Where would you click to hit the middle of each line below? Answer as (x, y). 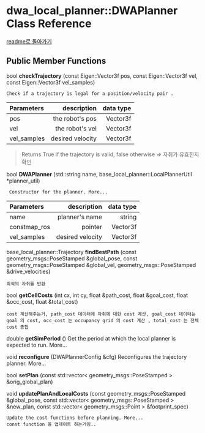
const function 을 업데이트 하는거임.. (51, 424)
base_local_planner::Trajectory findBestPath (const (71, 252)
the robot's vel (76, 128)
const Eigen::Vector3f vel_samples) (51, 82)
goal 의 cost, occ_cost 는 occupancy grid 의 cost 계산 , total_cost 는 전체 (102, 320)
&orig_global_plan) (30, 382)
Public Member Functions (56, 61)
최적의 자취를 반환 (26, 284)
